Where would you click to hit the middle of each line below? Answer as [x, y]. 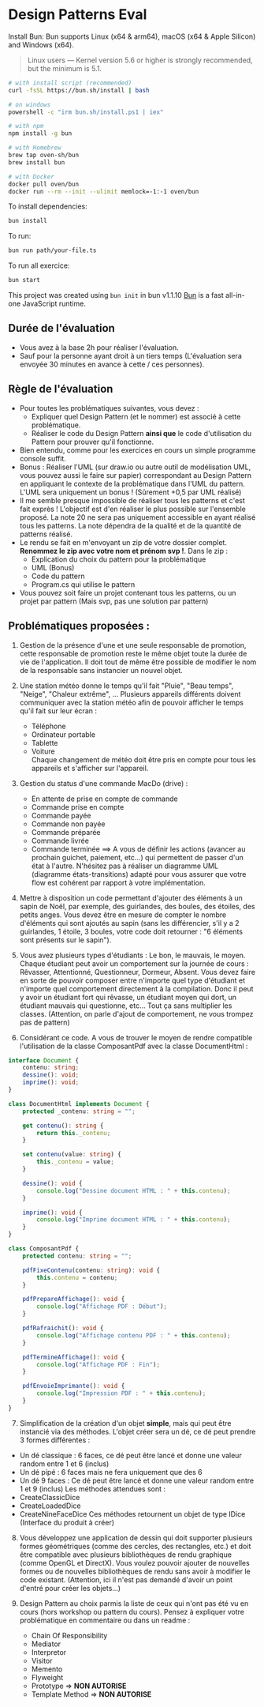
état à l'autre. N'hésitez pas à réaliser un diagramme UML [125, 866]
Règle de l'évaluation [61, 389]
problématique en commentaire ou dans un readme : [105, 1620]
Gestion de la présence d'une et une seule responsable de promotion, [133, 645]
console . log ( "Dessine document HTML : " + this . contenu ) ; [134, 1190]
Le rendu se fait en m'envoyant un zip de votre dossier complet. [123, 542]
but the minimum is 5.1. [65, 68]
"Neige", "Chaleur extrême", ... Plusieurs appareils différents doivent [130, 694]
